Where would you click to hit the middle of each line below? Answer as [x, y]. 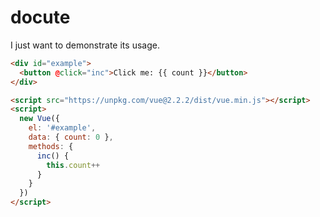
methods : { [51, 146]
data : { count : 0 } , [71, 137]
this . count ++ [73, 165]
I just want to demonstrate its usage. [85, 45]
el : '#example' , [62, 128]
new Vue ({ [39, 119]
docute [40, 17]
